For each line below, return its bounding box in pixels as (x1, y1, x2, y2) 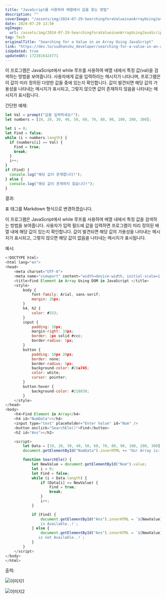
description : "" (5, 12, 39, 17)
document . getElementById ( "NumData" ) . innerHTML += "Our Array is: (23, 448, 161, 453)
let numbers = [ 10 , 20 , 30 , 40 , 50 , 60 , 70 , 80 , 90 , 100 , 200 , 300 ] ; (5, 117, 152, 122)
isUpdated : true (5, 48, 39, 53)
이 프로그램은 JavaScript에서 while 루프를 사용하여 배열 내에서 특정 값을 (5, 216, 144, 223)
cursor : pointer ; (31, 375, 68, 380)
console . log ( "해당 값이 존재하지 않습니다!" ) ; (9, 181, 95, 186)
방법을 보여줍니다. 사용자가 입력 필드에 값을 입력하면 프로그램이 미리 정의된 (10, 223, 154, 229)
